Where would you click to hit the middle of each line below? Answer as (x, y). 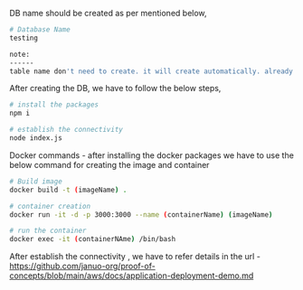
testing (24, 38)
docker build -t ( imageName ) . (68, 190)
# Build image (36, 181)
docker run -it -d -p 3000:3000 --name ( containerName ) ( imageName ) (141, 215)
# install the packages (54, 105)
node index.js (36, 138)
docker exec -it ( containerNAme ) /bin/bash (93, 239)
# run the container (48, 231)
